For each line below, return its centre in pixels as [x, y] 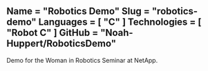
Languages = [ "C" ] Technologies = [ [120, 22]
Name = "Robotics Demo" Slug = [78, 11]
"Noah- [117, 33]
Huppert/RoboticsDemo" [62, 44]
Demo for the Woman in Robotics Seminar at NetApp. [82, 60]
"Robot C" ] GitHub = [53, 33]
